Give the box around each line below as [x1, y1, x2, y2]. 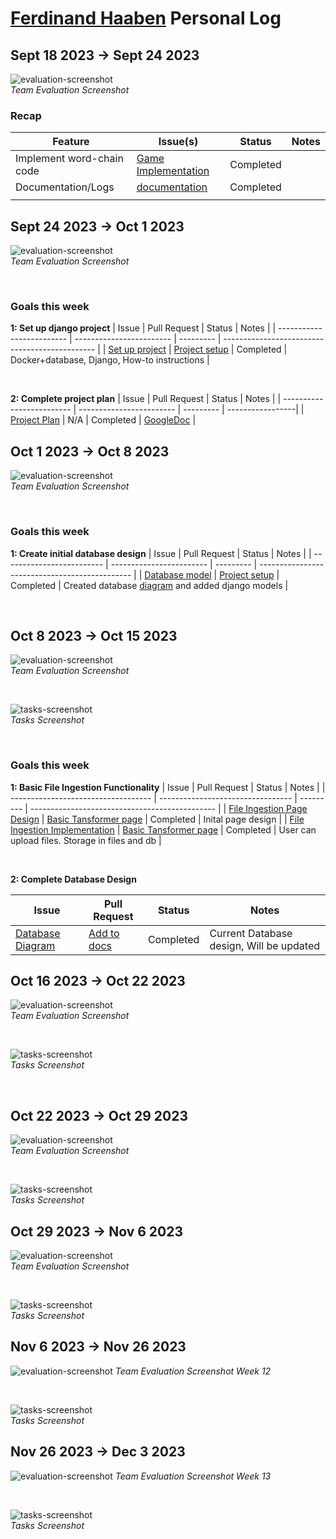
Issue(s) [158, 135, 199, 149]
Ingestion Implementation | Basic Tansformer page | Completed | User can [10, 823, 317, 836]
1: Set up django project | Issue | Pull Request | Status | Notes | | [10, 322, 277, 334]
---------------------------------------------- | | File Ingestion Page [29, 802, 308, 814]
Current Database [209, 926, 293, 940]
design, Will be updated [209, 938, 321, 952]
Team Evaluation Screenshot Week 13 [114, 1470, 272, 1482]
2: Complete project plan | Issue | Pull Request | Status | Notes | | [10, 393, 282, 405]
